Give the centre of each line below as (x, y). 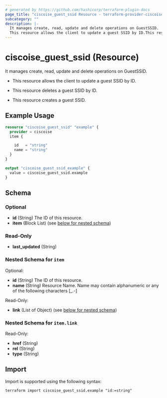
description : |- (22, 24)
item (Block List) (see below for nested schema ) (62, 223)
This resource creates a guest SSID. (49, 100)
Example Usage (30, 116)
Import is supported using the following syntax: (53, 381)
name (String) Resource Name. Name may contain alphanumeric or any (85, 285)
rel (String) (23, 349)
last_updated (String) (35, 247)
